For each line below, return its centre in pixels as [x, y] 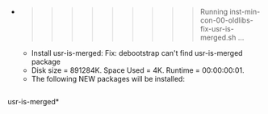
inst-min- [245, 12]
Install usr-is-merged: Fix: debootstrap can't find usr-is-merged [137, 53]
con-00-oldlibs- [226, 20]
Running [214, 12]
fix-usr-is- [217, 29]
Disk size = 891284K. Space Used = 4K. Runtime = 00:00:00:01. [138, 70]
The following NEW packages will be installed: [108, 79]
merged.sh [218, 37]
